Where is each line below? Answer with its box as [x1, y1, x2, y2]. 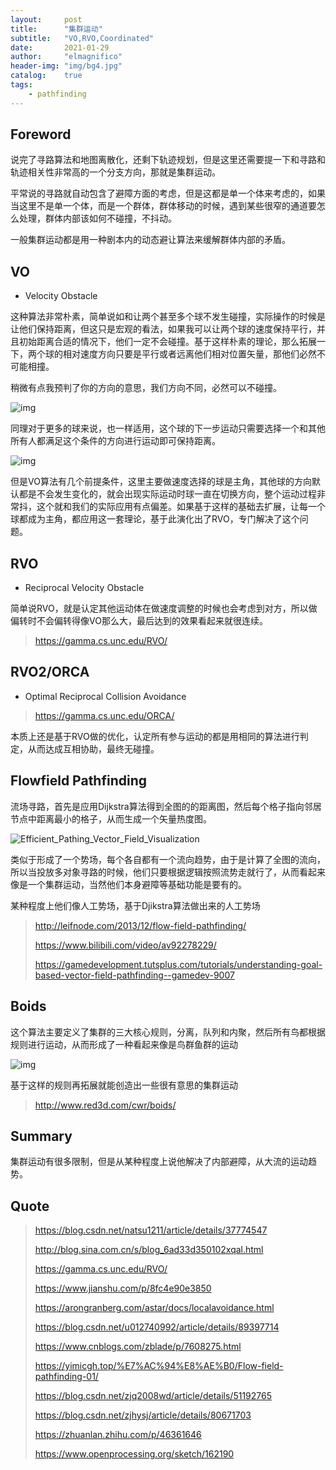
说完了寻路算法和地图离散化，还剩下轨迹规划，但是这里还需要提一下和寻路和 [10, 154, 326, 166]
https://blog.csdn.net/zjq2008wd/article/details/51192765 [34, 1390, 272, 1402]
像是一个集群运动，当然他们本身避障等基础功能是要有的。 [10, 878, 247, 890]
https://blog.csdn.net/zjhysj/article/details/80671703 [34, 1409, 252, 1421]
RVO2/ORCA [10, 664, 90, 681]
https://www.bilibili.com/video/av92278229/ [34, 939, 217, 951]
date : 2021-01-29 [10, 42, 110, 53]
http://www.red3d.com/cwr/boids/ [34, 1099, 177, 1111]
